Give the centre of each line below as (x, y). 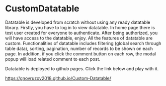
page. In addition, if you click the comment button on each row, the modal (81, 54)
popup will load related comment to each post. (53, 59)
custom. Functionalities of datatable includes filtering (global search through (83, 43)
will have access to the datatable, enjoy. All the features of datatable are (79, 38)
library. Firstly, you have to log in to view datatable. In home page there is (80, 27)
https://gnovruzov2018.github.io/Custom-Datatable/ (58, 78)
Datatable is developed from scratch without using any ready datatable (78, 22)
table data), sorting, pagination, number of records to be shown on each (79, 48)
